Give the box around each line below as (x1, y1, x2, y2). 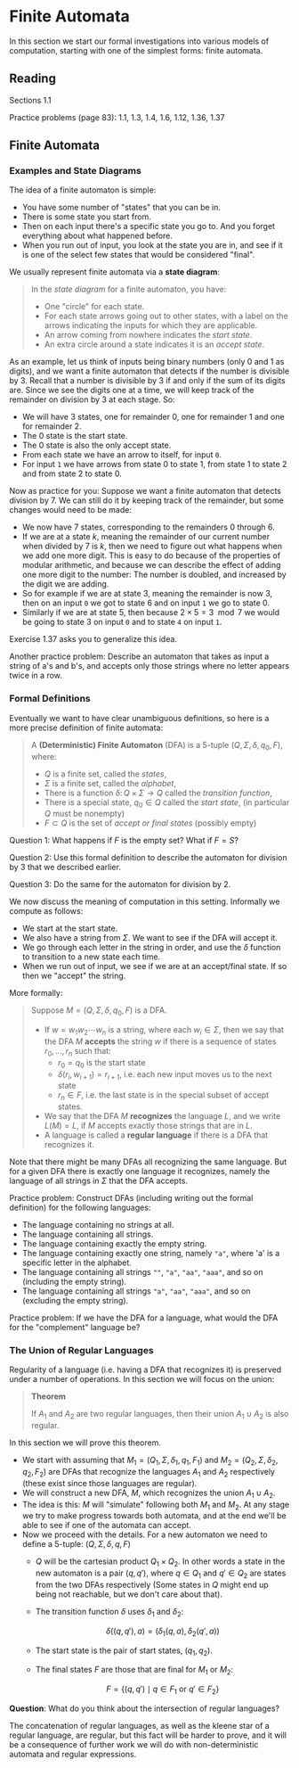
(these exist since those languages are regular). (21, 1477, 198, 1488)
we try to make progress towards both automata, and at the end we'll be (21, 1510, 287, 1521)
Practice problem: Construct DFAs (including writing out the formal (9, 1193, 254, 1204)
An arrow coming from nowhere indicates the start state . (44, 330, 253, 341)
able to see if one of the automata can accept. (21, 1520, 191, 1531)
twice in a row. (9, 670, 62, 681)
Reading (9, 71, 56, 86)
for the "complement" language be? (9, 1322, 141, 1333)
